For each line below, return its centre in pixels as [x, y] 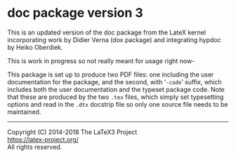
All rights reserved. [35, 147]
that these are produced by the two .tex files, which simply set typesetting [116, 97]
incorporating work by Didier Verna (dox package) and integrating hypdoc [114, 39]
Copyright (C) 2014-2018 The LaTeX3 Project [72, 132]
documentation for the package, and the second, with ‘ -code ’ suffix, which [115, 81]
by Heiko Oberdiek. [35, 47]
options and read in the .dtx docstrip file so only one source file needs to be [118, 104]
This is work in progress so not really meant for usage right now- [101, 60]
